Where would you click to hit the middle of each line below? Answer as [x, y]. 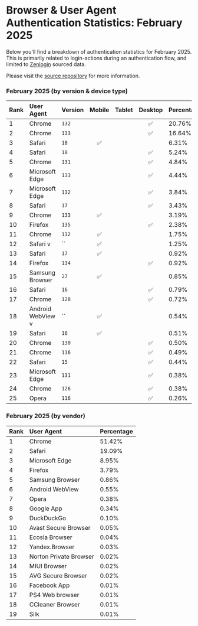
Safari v [40, 244]
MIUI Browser [48, 566]
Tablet [124, 110]
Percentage [117, 431]
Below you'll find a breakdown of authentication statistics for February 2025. [99, 51]
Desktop [151, 110]
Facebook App [49, 585]
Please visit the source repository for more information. [73, 76]
